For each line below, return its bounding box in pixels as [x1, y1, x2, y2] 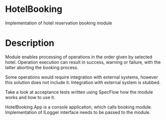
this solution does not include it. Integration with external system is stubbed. [5, 79, 161, 85]
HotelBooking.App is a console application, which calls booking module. [5, 104, 153, 110]
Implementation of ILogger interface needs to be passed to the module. [5, 109, 151, 115]
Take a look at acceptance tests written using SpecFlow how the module [5, 89, 153, 95]
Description [5, 37, 55, 49]
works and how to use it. [5, 94, 55, 100]
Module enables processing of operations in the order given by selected [5, 54, 153, 60]
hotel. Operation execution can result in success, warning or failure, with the [5, 59, 161, 65]
